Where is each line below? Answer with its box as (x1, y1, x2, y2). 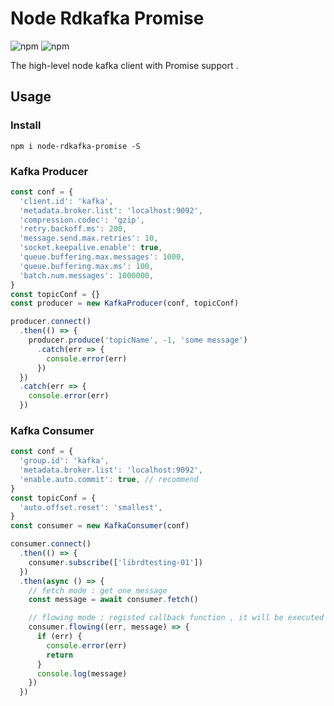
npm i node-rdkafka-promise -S (10, 141, 141, 151)
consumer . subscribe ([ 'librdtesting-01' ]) (28, 557, 203, 567)
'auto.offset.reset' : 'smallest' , (19, 502, 163, 512)
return (46, 650, 74, 660)
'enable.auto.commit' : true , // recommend (19, 474, 199, 484)
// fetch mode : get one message (28, 585, 168, 596)
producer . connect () (10, 317, 92, 327)
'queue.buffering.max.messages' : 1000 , (19, 252, 186, 262)
